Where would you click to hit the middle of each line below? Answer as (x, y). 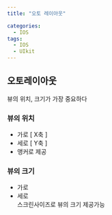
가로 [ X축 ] (32, 135)
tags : (15, 38)
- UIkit (24, 52)
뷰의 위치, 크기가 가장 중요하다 (47, 99)
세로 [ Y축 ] (32, 143)
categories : (24, 26)
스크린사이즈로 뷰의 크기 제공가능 (61, 205)
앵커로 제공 (32, 152)
